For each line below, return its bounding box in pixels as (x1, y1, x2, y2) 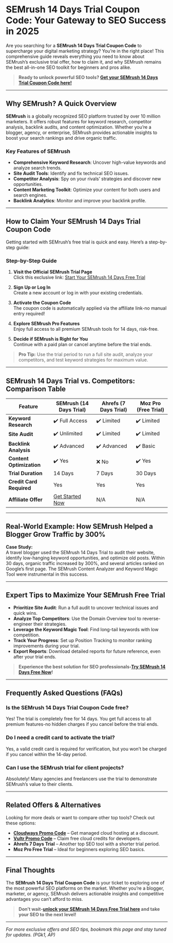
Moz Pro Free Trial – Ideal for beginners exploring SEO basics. (13, 846, 145, 852)
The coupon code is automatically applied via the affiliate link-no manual (13, 305, 167, 311)
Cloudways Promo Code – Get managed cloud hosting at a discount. (13, 829, 160, 836)
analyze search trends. (13, 165, 62, 171)
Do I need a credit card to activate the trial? (6, 734, 115, 741)
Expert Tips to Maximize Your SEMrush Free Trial (6, 591, 165, 599)
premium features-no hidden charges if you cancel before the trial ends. (6, 721, 159, 727)
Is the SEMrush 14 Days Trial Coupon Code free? (6, 704, 129, 711)
